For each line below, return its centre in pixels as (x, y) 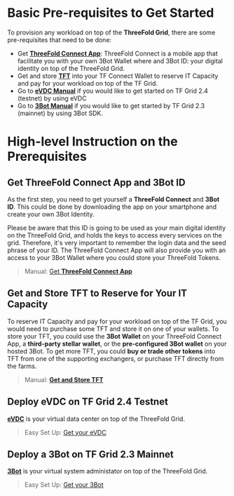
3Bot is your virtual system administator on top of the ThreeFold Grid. (108, 471)
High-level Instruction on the (92, 142)
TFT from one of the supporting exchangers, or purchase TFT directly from (116, 358)
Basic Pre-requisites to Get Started (111, 13)
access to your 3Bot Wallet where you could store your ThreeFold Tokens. (114, 257)
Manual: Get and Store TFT (64, 379)
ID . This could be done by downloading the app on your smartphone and (112, 207)
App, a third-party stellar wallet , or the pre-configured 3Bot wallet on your (117, 344)
